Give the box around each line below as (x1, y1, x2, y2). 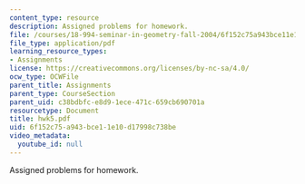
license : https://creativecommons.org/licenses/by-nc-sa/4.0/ (9, 64, 250, 73)
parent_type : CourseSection (9, 89, 116, 98)
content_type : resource (9, 13, 100, 23)
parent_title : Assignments (9, 81, 112, 90)
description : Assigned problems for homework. (9, 22, 189, 31)
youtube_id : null (17, 140, 84, 149)
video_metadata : (9, 131, 71, 140)
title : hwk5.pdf (9, 114, 71, 123)
